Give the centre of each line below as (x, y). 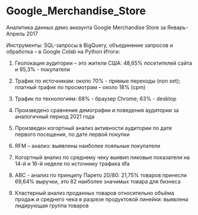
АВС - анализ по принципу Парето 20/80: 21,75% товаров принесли (101, 175)
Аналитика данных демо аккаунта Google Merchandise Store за (86, 27)
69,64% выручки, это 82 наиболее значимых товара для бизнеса (98, 181)
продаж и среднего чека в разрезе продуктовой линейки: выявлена (101, 199)
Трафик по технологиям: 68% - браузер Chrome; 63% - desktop (95, 99)
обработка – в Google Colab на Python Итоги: (63, 51)
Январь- (178, 27)
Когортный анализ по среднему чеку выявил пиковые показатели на (102, 157)
